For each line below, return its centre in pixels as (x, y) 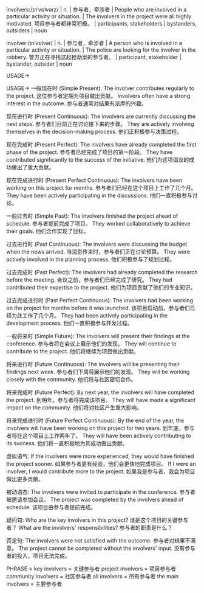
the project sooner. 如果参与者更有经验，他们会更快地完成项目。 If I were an (101, 464)
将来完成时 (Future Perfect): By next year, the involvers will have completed (100, 392)
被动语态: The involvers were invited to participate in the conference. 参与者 (101, 492)
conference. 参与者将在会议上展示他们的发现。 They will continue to (91, 344)
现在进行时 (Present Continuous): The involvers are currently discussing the (101, 116)
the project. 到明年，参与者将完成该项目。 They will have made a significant (101, 400)
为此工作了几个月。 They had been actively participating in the (90, 315)
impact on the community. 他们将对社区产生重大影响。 (74, 407)
